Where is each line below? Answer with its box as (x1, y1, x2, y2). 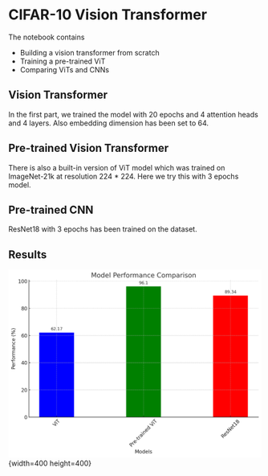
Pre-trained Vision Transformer (8, 142, 169, 155)
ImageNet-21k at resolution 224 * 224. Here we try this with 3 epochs (8, 171, 239, 181)
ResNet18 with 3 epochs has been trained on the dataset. (8, 224, 198, 234)
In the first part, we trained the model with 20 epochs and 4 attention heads (8, 109, 258, 119)
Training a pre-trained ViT (19, 56, 106, 66)
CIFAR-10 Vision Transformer (8, 6, 207, 24)
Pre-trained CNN (8, 203, 94, 216)
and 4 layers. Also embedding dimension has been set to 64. (8, 118, 209, 128)
